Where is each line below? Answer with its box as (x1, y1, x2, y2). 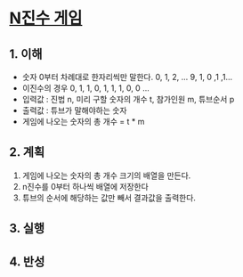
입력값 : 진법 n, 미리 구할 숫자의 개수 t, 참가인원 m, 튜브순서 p (21, 94, 235, 104)
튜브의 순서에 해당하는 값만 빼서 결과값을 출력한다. (21, 192, 196, 203)
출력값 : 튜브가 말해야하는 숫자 (21, 105, 127, 116)
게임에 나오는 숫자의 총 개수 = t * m (21, 117, 145, 126)
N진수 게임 (9, 8, 83, 29)
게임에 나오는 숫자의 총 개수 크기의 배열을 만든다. (21, 170, 191, 181)
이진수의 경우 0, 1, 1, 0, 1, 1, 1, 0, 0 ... (21, 83, 150, 94)
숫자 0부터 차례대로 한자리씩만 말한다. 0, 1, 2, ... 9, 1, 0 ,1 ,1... (21, 72, 233, 82)
